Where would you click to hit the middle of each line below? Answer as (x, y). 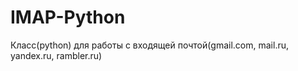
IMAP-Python (68, 17)
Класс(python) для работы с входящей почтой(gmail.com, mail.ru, (149, 45)
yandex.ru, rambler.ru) (56, 55)
